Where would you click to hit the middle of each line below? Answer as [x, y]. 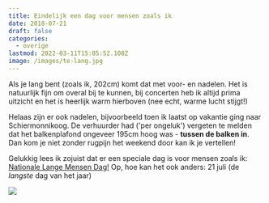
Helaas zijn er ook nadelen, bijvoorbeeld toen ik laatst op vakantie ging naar [135, 116]
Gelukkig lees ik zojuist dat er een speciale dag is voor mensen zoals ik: [128, 158]
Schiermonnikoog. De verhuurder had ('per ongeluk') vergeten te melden [130, 125]
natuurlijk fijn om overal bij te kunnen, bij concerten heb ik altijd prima [124, 92]
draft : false [30, 31]
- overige [32, 46]
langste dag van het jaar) [50, 176]
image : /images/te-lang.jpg [56, 61]
